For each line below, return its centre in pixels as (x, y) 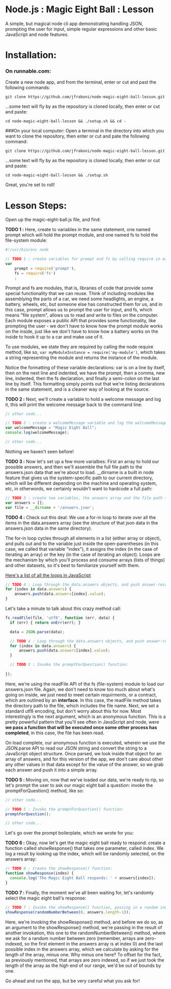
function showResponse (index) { (39, 873)
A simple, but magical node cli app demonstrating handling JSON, (74, 24)
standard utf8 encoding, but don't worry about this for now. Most (73, 711)
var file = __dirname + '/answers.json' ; (50, 507)
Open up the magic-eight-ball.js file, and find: (53, 220)
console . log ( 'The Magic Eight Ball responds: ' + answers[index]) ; (83, 878)
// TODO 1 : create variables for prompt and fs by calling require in (83, 259)
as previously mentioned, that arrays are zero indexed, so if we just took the (85, 960)
